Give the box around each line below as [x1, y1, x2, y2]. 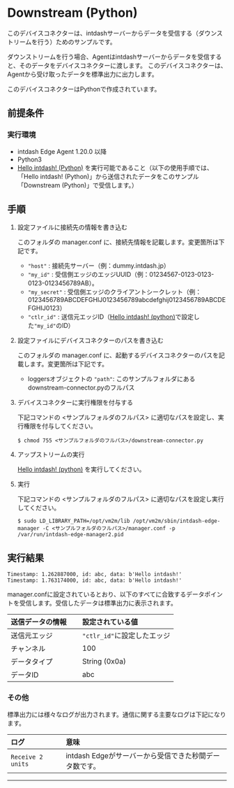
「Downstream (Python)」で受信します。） [17, 180, 138, 189]
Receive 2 [10, 753, 43, 761]
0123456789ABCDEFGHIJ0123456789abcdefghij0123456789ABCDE [27, 296, 226, 304]
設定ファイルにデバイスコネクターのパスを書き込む [17, 336, 164, 345]
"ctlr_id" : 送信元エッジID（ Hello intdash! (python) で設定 [27, 313, 194, 321]
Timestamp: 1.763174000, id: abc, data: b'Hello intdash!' [7, 577, 182, 585]
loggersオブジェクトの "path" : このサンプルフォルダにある [27, 375, 196, 383]
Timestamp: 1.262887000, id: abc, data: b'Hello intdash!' [7, 571, 182, 578]
